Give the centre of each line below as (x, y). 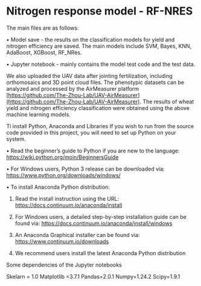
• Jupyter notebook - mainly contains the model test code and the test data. (101, 64)
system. (16, 139)
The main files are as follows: (43, 28)
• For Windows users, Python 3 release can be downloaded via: (85, 169)
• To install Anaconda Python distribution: (58, 187)
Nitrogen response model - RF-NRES (100, 11)
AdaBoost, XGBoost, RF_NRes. (44, 52)
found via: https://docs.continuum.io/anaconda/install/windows (94, 223)
